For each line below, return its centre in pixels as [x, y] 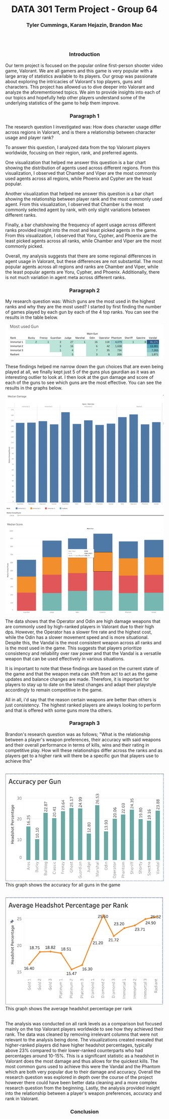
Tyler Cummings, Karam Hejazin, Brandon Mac [84, 25]
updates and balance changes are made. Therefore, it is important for [77, 679]
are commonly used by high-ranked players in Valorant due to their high [80, 626]
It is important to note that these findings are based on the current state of [82, 668]
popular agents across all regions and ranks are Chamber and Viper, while [82, 267]
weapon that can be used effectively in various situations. [65, 659]
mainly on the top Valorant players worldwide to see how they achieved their [84, 1029]
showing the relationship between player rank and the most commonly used [84, 199]
